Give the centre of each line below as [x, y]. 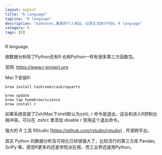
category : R [17, 28]
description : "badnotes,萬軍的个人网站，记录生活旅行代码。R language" [74, 23]
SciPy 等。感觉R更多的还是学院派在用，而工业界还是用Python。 [70, 147]
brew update [17, 95]
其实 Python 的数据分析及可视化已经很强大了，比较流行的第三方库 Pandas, [81, 141]
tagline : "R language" [28, 19]
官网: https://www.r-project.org [37, 67]
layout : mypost [21, 10]
